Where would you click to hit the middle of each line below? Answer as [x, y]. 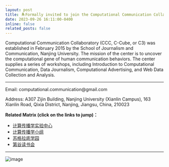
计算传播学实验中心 [32, 126]
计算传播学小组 [28, 132]
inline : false [20, 24]
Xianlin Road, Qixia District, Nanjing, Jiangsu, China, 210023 [67, 105]
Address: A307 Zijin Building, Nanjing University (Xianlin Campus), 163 [78, 99]
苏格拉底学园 [26, 138]
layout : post [19, 10]
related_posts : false [28, 29]
